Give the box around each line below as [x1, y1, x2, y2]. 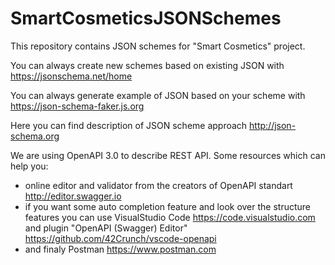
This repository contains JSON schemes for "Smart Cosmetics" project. [10, 40, 306, 52]
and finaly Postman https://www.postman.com [24, 243, 217, 255]
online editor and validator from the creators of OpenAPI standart [24, 179, 293, 191]
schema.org [10, 130, 60, 142]
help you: [10, 160, 49, 172]
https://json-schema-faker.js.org [10, 100, 145, 112]
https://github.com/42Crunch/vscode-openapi [24, 232, 217, 244]
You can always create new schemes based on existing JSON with [10, 59, 285, 71]
